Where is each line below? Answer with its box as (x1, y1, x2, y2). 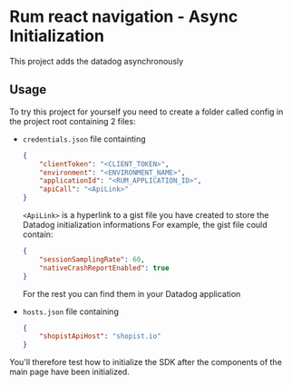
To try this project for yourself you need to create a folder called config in (9, 106, 284, 117)
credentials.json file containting (22, 134, 147, 144)
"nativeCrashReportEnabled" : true (39, 263, 170, 272)
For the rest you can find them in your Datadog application (22, 288, 241, 299)
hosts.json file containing (22, 306, 120, 317)
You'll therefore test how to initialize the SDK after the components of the (9, 357, 283, 368)
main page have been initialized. (9, 366, 130, 378)
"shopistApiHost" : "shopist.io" (39, 332, 161, 341)
